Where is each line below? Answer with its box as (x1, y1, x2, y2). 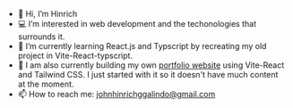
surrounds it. (17, 31, 65, 42)
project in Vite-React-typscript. (17, 50, 133, 61)
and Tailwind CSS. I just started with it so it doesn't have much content (17, 70, 279, 79)
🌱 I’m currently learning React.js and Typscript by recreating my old (17, 41, 267, 51)
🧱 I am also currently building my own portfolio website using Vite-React (17, 60, 285, 71)
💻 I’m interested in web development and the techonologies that (17, 19, 257, 29)
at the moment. (17, 79, 74, 89)
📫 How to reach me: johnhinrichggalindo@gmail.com (17, 89, 216, 99)
